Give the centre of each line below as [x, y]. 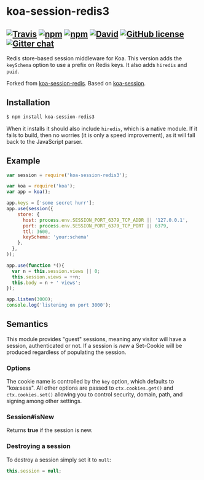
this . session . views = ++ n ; [46, 277]
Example [23, 161]
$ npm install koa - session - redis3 [51, 117]
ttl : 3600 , [37, 232]
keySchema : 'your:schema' [56, 237]
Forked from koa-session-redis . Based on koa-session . [76, 83]
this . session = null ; [34, 471]
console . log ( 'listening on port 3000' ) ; [59, 305]
